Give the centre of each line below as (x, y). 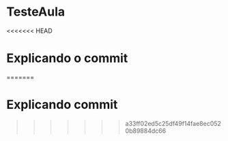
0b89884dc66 (146, 131)
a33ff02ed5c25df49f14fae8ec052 (173, 123)
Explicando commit (62, 105)
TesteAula (36, 12)
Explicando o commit (67, 58)
